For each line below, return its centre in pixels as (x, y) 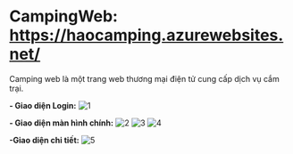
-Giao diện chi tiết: (44, 140)
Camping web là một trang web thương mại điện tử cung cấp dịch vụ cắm (144, 78)
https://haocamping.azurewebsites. (146, 35)
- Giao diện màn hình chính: (62, 123)
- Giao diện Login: (43, 105)
